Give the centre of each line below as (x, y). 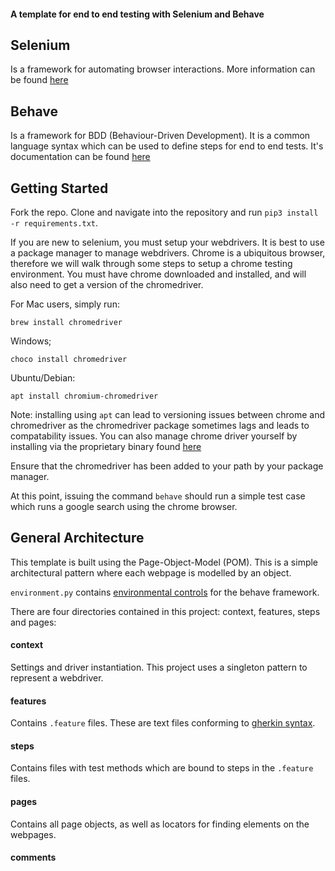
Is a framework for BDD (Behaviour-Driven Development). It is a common (160, 136)
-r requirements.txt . (54, 223)
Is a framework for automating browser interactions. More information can (163, 69)
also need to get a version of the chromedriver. (107, 285)
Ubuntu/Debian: (43, 378)
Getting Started (59, 188)
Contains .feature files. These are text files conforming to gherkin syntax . (163, 723)
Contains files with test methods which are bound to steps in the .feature (162, 768)
